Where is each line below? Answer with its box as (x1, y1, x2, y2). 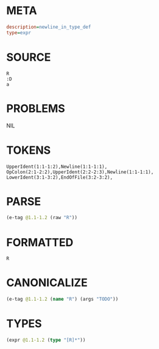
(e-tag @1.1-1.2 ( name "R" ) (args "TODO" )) (6, 296, 119, 302)
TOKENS (6, 143, 51, 157)
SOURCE (6, 50, 51, 64)
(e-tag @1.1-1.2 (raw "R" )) (6, 215, 78, 221)
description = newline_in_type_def (6, 24, 91, 30)
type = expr (6, 29, 32, 36)
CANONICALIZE (6, 276, 88, 290)
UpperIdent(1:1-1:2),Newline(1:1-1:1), (6, 163, 108, 170)
